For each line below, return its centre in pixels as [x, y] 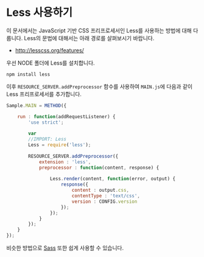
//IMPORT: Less [47, 139]
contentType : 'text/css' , [106, 196]
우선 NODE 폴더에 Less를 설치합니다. [51, 63]
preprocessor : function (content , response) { [99, 167]
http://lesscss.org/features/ [49, 50]
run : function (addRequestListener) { [66, 116]
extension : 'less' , [65, 162]
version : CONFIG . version [104, 202]
